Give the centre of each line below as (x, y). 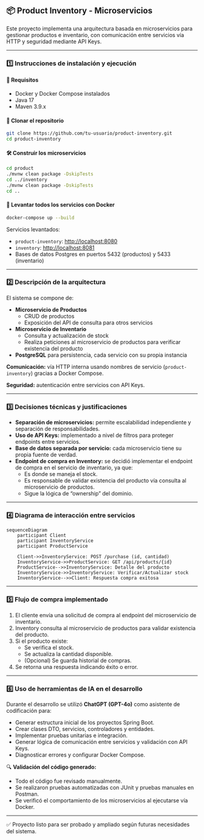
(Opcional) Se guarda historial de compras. (78, 660)
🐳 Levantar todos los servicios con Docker (61, 205)
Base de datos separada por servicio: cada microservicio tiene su (98, 448)
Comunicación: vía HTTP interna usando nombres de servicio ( (86, 366)
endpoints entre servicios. (48, 442)
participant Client (42, 536)
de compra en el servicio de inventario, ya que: (74, 467)
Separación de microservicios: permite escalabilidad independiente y (103, 422)
